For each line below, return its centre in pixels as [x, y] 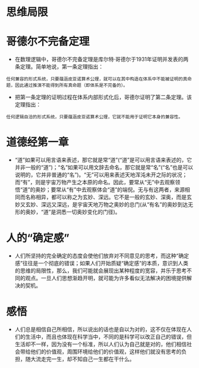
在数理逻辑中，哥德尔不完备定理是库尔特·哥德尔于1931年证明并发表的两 [102, 59]
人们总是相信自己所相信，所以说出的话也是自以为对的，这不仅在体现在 [101, 329]
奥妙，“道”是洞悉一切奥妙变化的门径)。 [73, 212]
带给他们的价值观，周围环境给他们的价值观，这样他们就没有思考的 [101, 351]
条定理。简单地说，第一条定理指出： [59, 67]
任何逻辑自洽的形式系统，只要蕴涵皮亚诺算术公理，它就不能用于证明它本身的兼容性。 [94, 117]
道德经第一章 [38, 142]
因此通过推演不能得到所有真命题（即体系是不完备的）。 [71, 86]
